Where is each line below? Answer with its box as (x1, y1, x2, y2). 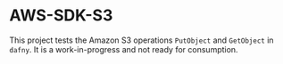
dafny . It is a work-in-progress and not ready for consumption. (9, 44, 238, 54)
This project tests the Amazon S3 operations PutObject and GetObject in (9, 35, 274, 45)
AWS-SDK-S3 (9, 5, 113, 26)
